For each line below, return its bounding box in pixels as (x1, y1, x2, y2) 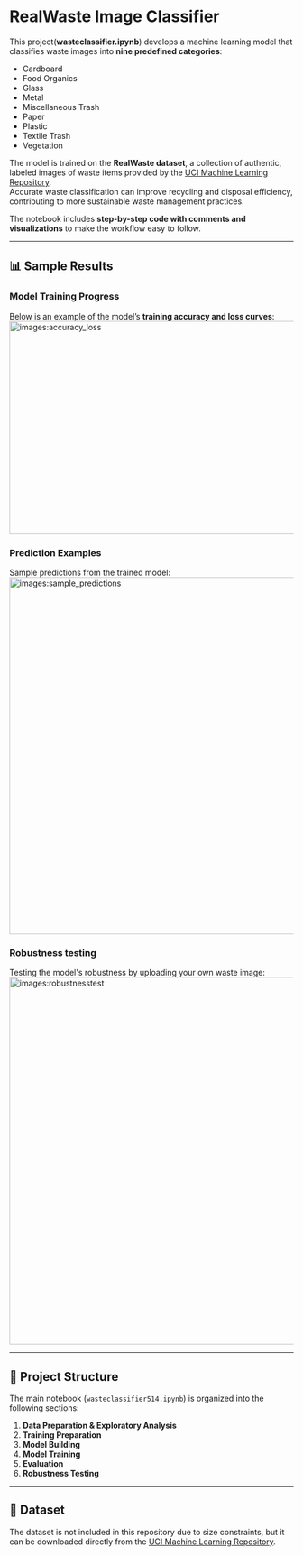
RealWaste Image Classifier (9, 6, 220, 27)
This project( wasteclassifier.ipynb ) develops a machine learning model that (9, 36, 293, 47)
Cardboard (22, 63, 63, 74)
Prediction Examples (9, 546, 102, 559)
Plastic (22, 120, 48, 132)
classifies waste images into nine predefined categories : (9, 45, 223, 56)
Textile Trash (22, 130, 71, 141)
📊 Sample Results (9, 259, 114, 274)
